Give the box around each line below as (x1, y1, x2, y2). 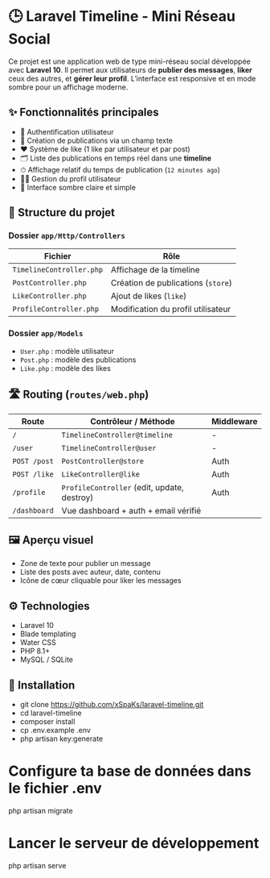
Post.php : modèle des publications (19, 355, 137, 364)
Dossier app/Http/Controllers (8, 230, 126, 241)
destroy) (61, 492, 94, 503)
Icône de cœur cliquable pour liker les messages (19, 576, 182, 585)
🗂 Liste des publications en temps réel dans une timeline (19, 153, 211, 163)
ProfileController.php (12, 305, 99, 314)
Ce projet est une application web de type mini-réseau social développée (8, 56, 251, 66)
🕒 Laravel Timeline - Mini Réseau (8, 7, 235, 26)
